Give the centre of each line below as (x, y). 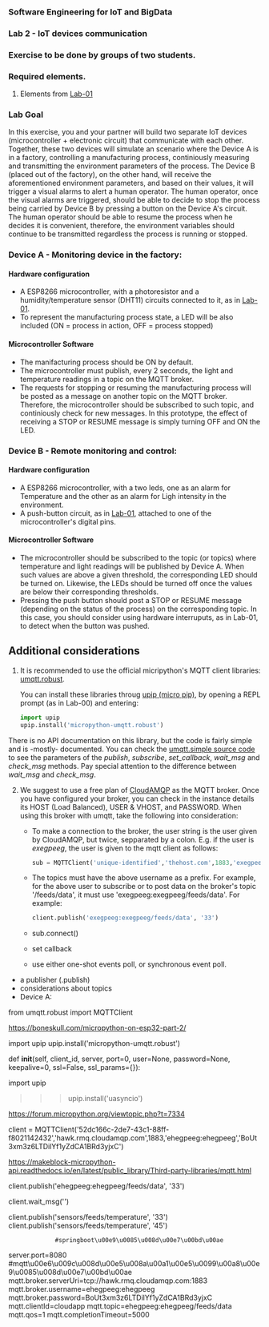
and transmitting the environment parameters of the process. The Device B (132, 166)
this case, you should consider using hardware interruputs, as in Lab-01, (139, 617)
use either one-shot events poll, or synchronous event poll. (129, 964)
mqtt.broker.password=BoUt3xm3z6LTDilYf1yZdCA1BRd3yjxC (110, 1298)
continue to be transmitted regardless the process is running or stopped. (128, 234)
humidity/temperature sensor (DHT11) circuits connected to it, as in (130, 300)
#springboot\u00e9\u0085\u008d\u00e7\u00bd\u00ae (139, 1241)
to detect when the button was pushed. (84, 626)
